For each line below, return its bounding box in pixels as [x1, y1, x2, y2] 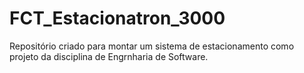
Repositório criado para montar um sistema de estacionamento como [9, 40, 295, 52]
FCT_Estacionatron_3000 [9, 7, 226, 30]
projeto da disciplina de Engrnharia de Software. [9, 50, 209, 62]
